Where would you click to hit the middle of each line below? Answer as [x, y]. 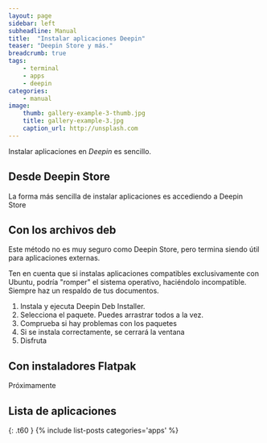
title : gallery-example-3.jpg [74, 121]
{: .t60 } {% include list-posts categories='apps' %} [94, 430]
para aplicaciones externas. [54, 258]
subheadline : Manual [43, 31]
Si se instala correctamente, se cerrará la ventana [102, 332]
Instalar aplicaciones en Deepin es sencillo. [80, 151]
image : [19, 106]
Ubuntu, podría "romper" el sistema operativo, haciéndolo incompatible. [127, 282]
